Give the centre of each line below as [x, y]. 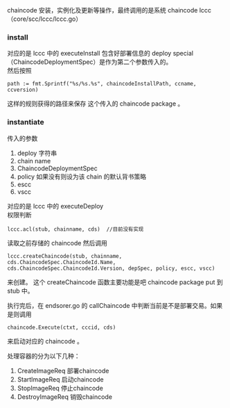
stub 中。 [20, 291]
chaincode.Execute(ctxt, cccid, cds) [62, 327]
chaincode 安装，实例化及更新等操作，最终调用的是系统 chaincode [103, 10]
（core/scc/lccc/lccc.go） [44, 19]
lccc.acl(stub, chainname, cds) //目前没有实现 [76, 229]
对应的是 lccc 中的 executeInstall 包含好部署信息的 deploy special [100, 54]
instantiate [26, 122]
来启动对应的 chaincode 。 [45, 341]
